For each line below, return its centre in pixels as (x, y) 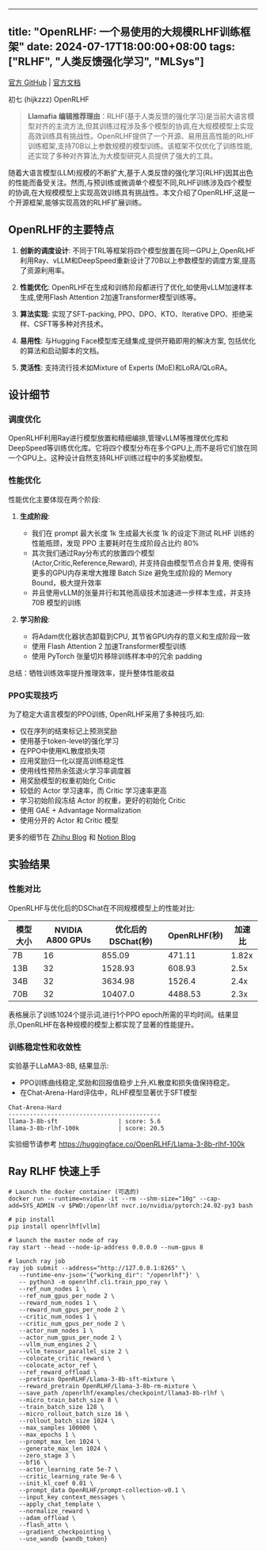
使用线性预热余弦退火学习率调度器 (75, 770)
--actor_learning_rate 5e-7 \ (68, 1469)
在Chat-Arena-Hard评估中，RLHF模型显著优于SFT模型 (108, 1092)
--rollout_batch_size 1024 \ (66, 1421)
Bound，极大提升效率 (66, 582)
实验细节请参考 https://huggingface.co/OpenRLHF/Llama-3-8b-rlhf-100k (127, 1144)
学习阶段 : (34, 619)
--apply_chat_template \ (60, 1504)
